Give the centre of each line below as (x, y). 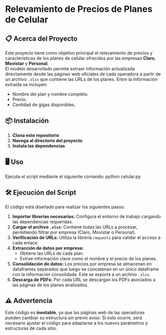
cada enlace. (26, 243)
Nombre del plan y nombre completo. (50, 94)
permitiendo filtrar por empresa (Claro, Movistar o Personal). (74, 232)
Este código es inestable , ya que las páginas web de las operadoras (75, 313)
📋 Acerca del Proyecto (41, 38)
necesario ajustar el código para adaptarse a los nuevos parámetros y (77, 323)
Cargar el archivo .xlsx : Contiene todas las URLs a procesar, (75, 227)
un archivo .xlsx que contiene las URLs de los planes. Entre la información (81, 79)
